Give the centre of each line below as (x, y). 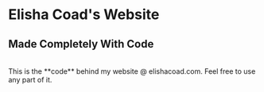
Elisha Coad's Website (84, 15)
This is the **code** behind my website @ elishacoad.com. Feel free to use (132, 71)
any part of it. (30, 80)
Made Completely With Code (81, 44)
